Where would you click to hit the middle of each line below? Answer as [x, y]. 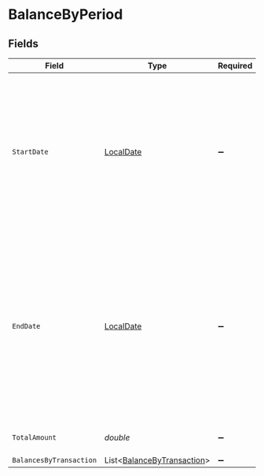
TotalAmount [35, 438]
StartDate [30, 152]
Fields [24, 44]
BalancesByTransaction [54, 460]
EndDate [26, 326]
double [117, 437]
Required [235, 66]
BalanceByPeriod [66, 15]
